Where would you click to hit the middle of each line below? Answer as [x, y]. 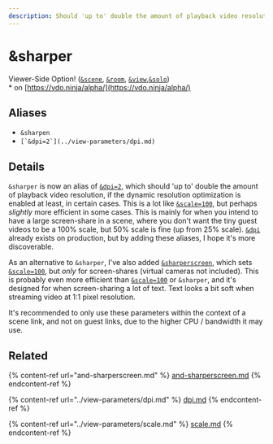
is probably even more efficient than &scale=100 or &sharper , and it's [123, 280]
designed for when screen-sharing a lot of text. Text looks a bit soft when [131, 289]
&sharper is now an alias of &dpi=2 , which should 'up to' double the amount [133, 186]
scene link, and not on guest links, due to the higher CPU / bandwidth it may [136, 321]
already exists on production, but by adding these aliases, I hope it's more [132, 238]
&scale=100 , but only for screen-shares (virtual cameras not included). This [134, 271]
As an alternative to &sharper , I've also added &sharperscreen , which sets [130, 263]
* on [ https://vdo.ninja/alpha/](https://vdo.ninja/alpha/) [100, 87]
